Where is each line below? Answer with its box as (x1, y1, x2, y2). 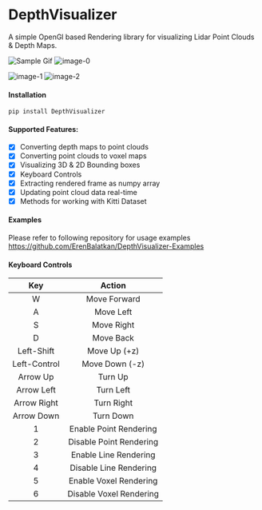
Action (100, 280, 126, 291)
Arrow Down (12, 410, 60, 421)
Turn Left (96, 384, 130, 396)
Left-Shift (17, 345, 55, 357)
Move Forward (85, 293, 141, 305)
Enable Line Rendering (70, 449, 156, 460)
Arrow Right (14, 397, 58, 408)
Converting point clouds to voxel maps (19, 151, 147, 161)
